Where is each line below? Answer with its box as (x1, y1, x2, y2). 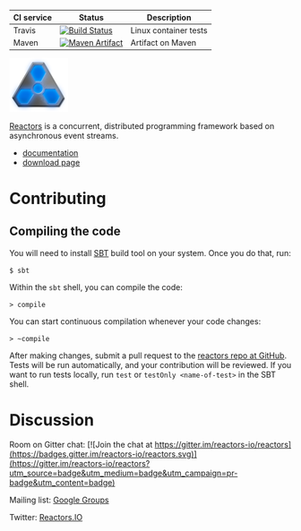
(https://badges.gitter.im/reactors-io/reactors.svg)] (9, 449, 197, 459)
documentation (21, 147, 79, 158)
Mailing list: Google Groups (9, 494, 109, 506)
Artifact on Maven (130, 38, 197, 47)
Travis (13, 24, 36, 36)
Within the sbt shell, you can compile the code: (9, 281, 184, 292)
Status (79, 12, 105, 22)
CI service (13, 12, 52, 22)
